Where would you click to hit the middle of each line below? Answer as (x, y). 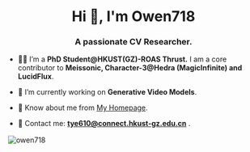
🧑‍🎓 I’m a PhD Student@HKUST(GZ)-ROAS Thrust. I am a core (122, 59)
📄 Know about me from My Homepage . (83, 108)
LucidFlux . (36, 77)
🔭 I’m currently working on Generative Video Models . (107, 92)
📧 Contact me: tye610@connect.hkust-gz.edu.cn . (104, 124)
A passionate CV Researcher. (133, 42)
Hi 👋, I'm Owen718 (133, 17)
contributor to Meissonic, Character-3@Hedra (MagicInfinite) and (130, 68)
